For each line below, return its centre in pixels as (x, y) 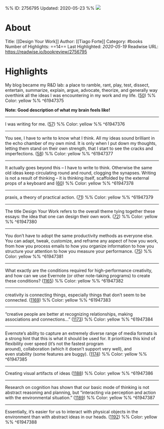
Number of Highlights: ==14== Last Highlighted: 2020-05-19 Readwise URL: (82, 46)
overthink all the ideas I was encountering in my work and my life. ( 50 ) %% (81, 95)
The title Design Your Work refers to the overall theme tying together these (80, 211)
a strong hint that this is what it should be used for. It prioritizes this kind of (80, 338)
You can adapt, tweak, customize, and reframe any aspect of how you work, (82, 241)
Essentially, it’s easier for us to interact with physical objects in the (72, 411)
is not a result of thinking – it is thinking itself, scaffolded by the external (77, 178)
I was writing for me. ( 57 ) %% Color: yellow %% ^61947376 (65, 124)
